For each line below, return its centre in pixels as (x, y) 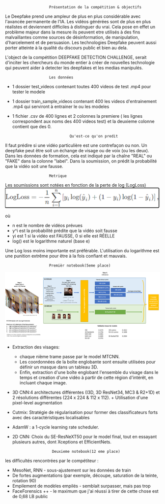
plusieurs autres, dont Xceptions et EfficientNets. (62, 442)
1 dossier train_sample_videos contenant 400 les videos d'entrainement (84, 101)
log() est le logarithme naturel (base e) (51, 241)
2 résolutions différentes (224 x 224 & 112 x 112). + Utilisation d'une (80, 397)
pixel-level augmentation (37, 403)
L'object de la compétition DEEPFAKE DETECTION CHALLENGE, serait (76, 57)
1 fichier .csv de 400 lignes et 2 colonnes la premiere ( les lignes (77, 116)
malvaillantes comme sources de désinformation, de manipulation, (72, 37)
